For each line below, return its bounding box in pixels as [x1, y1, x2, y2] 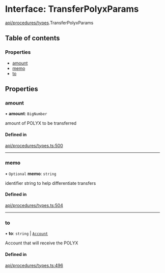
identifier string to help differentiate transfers [5, 180, 96, 186]
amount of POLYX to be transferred [5, 120, 77, 126]
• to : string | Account [5, 231, 48, 237]
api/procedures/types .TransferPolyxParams [5, 20, 94, 26]
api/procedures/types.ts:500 [5, 142, 63, 148]
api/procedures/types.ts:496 [5, 262, 63, 268]
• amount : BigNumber [5, 111, 48, 117]
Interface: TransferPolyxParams [5, 3, 139, 15]
